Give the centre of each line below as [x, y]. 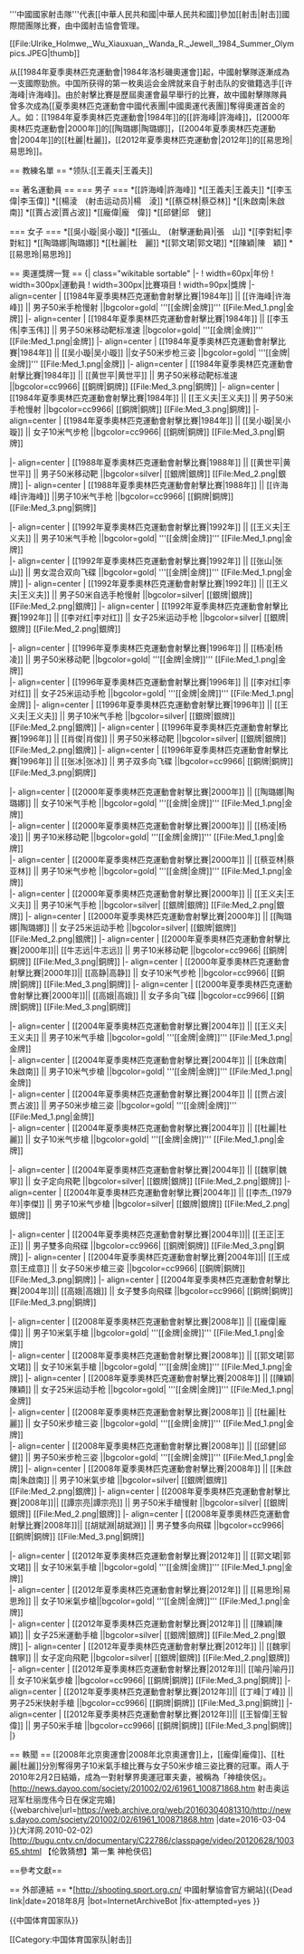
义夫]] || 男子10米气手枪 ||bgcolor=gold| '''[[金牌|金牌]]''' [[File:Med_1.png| [147, 538]
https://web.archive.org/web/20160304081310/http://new [184, 1810]
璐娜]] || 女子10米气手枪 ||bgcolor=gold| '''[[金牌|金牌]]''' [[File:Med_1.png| [147, 803]
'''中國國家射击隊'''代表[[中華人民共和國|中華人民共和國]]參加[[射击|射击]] [146, 14]
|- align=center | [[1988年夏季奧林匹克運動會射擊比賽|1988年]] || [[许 [153, 485]
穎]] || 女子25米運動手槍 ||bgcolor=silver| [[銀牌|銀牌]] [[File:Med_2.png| [144, 1635]
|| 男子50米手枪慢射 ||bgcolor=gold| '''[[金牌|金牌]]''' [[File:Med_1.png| [156, 307]
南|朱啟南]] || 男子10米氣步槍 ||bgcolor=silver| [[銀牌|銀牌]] [119, 1480]
